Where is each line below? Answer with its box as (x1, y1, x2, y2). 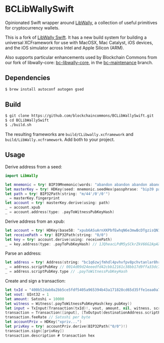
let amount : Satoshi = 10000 (5, 296, 64, 301)
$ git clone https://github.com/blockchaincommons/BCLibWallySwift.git (5, 113, 154, 118)
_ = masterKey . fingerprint (5, 196, 60, 201)
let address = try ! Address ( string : (5, 260, 80, 265)
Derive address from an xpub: (5, 218, 65, 224)
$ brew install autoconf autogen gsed (5, 87, 84, 92)
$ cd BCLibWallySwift (5, 118, 49, 123)
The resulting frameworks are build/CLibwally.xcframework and (5, 132, 134, 137)
